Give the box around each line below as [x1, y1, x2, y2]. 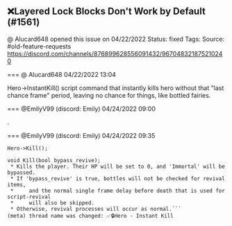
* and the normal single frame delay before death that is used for [10, 187, 226, 194]
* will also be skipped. [10, 199, 95, 207]
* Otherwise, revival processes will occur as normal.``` [10, 205, 182, 212]
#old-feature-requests [7, 42, 72, 51]
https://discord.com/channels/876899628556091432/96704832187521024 [7, 49, 223, 58]
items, [7, 181, 26, 188]
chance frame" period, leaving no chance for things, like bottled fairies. [7, 91, 211, 99]
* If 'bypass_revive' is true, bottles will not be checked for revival [10, 175, 226, 182]
